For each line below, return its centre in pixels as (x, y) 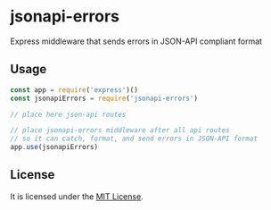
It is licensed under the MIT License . (77, 196)
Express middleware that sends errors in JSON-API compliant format (136, 41)
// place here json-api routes (68, 114)
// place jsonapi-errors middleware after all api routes (120, 130)
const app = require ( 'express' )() (74, 90)
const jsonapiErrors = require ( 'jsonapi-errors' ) (104, 98)
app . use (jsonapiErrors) (54, 147)
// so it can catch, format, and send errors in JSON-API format (134, 139)
